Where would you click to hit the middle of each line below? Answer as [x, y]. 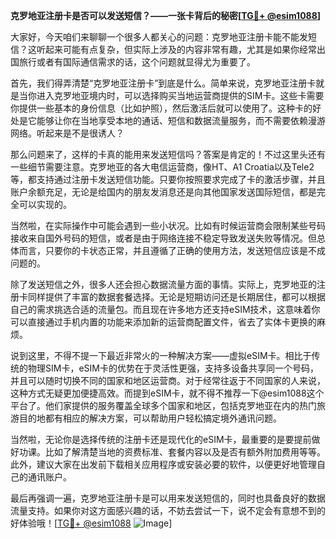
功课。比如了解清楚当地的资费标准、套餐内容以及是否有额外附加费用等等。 [172, 452]
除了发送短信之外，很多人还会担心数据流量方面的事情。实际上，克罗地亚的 [163, 284]
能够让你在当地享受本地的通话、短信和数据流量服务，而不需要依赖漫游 [181, 120]
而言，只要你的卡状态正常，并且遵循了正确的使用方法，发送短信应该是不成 [172, 250]
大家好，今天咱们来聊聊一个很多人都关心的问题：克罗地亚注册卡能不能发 [159, 37]
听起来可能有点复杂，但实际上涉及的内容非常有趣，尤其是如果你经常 [176, 49]
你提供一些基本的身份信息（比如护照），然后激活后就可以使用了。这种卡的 [161, 108]
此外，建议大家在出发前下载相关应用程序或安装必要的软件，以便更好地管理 [163, 464]
